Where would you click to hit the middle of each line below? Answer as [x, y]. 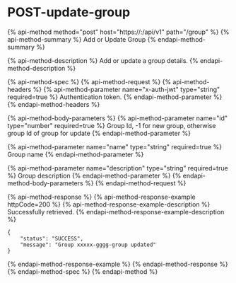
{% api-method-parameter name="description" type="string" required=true [118, 168]
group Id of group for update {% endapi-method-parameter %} [99, 133]
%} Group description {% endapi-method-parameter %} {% [94, 175]
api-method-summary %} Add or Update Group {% [82, 39]
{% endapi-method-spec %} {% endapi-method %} [83, 271]
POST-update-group [69, 12]
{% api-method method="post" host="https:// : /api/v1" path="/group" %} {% [118, 32]
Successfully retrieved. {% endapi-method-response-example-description [116, 212]
